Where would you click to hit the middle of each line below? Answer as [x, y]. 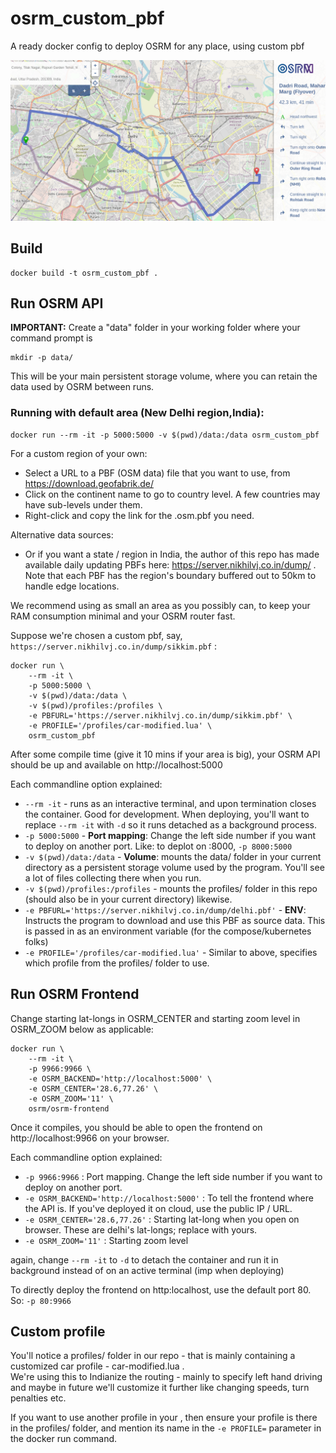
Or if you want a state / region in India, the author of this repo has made [172, 554]
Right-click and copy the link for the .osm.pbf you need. [139, 515]
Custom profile [58, 1331]
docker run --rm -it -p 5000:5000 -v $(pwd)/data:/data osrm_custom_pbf [165, 435]
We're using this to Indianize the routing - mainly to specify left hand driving [166, 1377]
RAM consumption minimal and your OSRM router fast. [123, 616]
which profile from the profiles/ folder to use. [117, 963]
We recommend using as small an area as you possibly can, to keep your [160, 605]
